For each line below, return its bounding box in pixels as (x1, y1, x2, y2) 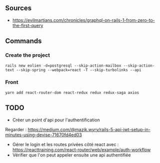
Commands (5, 37, 42, 45)
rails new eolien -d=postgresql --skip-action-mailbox (5, 63, 122, 68)
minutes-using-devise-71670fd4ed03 (5, 132, 82, 138)
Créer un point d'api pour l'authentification (12, 117, 100, 123)
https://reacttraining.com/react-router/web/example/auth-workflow (12, 147, 151, 153)
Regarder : (5, 126, 27, 132)
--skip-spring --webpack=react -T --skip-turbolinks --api (16, 67, 142, 73)
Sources (5, 4, 32, 12)
